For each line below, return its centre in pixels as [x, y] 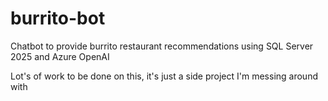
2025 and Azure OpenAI [60, 56]
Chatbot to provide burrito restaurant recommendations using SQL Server [162, 46]
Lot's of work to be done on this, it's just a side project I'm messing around [164, 76]
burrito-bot [58, 18]
